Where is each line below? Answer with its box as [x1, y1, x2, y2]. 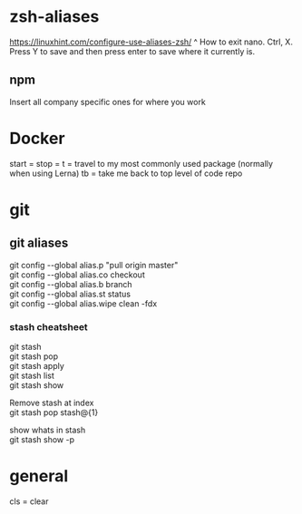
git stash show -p [9, 433, 75, 445]
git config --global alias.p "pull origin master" [9, 259, 179, 270]
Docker [9, 128, 65, 149]
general [9, 466, 69, 487]
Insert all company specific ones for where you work [9, 96, 206, 107]
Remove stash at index [9, 397, 94, 408]
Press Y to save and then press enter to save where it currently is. [9, 45, 256, 56]
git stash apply [9, 360, 65, 371]
